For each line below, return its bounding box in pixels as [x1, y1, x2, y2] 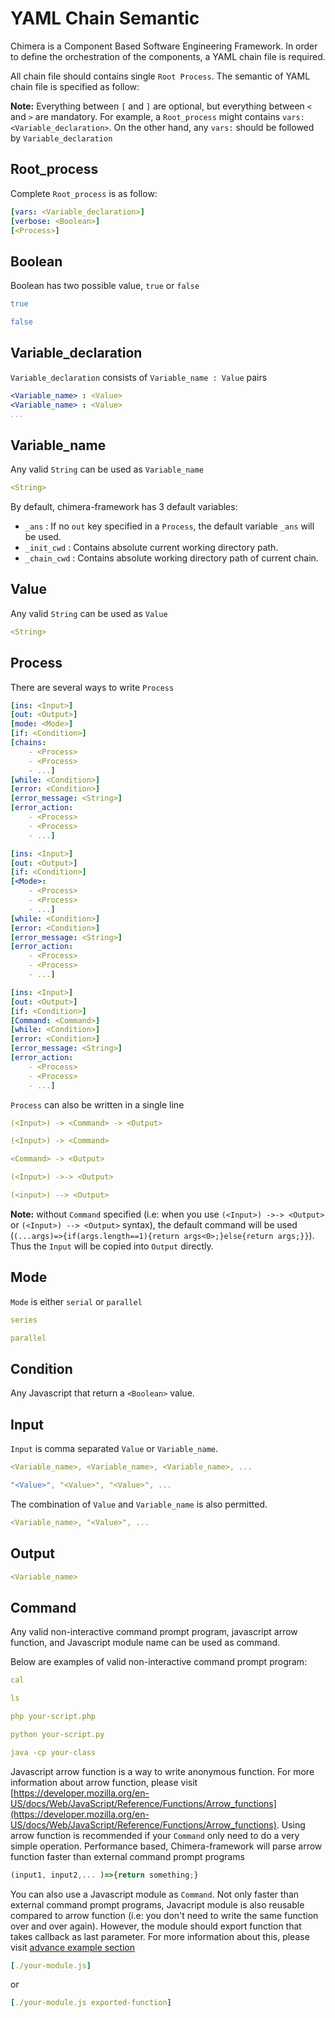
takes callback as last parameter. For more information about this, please [10, 1930, 310, 1942]
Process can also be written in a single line [10, 1098, 185, 1111]
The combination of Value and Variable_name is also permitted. [10, 1498, 268, 1510]
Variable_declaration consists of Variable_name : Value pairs [10, 371, 268, 383]
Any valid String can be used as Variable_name [10, 463, 204, 476]
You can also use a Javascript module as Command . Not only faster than [10, 1888, 300, 1900]
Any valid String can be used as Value [10, 607, 168, 619]
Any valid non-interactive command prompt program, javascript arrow [10, 1626, 298, 1638]
